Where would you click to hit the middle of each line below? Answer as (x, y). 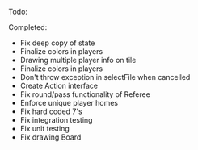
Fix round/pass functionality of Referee (85, 94)
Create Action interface (59, 85)
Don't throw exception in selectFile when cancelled (105, 77)
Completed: (28, 27)
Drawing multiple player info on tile (78, 60)
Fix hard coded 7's (51, 111)
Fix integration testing (56, 120)
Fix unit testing (45, 129)
